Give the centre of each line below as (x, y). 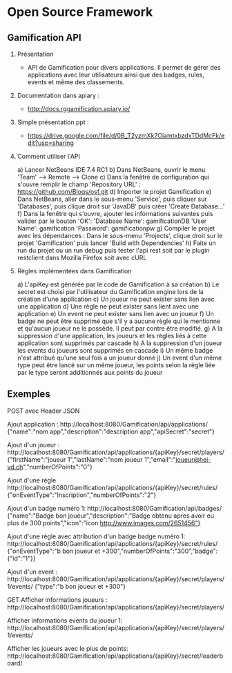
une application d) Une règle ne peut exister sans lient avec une (108, 306)
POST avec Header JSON (43, 411)
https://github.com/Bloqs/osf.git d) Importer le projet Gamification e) (114, 192)
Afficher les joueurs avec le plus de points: (68, 648)
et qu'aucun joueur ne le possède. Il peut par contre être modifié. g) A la (120, 328)
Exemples (29, 394)
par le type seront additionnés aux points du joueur (90, 372)
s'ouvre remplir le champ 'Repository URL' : (79, 184)
